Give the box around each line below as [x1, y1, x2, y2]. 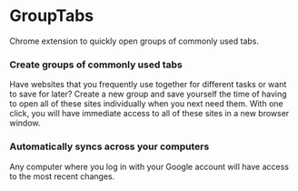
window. [9, 117, 41, 128]
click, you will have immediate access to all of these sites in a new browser [9, 108, 290, 119]
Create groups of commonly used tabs [9, 58, 184, 71]
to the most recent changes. [9, 170, 115, 182]
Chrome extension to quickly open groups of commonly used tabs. [9, 35, 260, 46]
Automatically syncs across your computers [9, 140, 210, 153]
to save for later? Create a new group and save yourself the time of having [9, 88, 288, 100]
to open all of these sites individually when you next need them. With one [9, 98, 283, 109]
